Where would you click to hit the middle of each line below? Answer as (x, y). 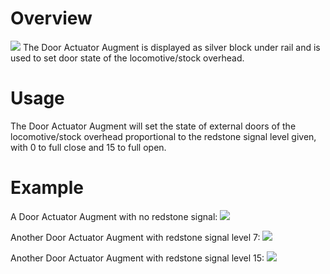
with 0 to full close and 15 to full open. (88, 147)
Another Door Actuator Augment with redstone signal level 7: (135, 237)
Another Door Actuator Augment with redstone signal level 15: (137, 258)
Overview (51, 18)
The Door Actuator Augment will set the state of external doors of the (153, 126)
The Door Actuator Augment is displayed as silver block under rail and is (171, 47)
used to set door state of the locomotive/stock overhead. (127, 58)
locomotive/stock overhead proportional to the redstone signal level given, (163, 136)
